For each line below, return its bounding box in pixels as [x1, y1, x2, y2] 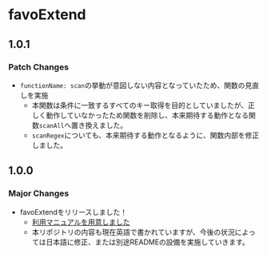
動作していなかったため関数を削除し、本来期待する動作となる [46, 110, 249, 120]
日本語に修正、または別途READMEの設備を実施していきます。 [46, 237, 249, 247]
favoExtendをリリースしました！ [19, 207, 128, 216]
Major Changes [8, 188, 70, 199]
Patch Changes [8, 62, 70, 73]
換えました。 [85, 120, 128, 129]
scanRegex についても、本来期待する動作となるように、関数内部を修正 [31, 130, 260, 140]
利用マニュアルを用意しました [31, 217, 130, 227]
